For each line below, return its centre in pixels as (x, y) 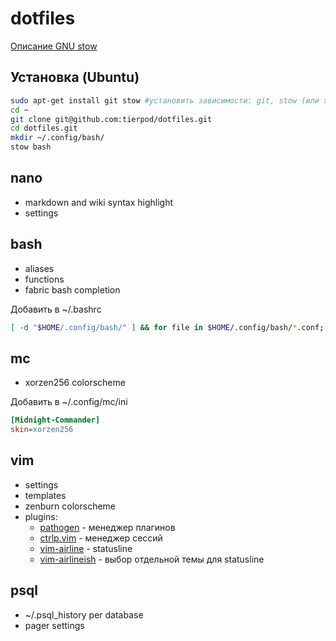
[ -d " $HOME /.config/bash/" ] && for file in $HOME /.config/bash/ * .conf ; (167, 327)
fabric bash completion (72, 289)
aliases (39, 268)
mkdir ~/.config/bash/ (57, 138)
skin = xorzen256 (42, 430)
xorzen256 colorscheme (75, 383)
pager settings (54, 625)
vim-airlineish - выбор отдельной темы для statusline (152, 559)
